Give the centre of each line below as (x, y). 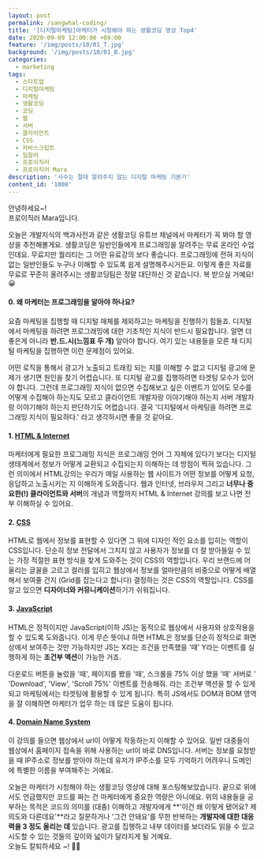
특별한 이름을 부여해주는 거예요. (65, 770)
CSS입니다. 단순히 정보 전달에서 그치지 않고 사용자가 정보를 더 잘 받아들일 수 (125, 551)
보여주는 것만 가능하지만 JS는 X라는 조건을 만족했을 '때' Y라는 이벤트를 (138, 647)
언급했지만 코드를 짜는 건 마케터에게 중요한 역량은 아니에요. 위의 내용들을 (134, 797)
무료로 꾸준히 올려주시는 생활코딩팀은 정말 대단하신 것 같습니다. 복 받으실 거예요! (131, 274)
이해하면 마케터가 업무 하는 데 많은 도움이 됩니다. (99, 703)
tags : (17, 74)
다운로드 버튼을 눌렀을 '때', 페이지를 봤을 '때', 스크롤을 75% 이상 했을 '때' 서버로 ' (132, 673)
